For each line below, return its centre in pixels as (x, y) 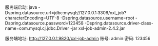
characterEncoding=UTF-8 (32, 18)
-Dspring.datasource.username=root (97, 18)
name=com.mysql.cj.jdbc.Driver (37, 28)
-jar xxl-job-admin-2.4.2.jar (98, 28)
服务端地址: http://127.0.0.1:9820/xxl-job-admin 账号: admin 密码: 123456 (78, 38)
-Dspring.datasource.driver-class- (119, 23)
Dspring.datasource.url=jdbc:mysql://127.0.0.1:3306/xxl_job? (66, 13)
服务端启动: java (21, 7)
